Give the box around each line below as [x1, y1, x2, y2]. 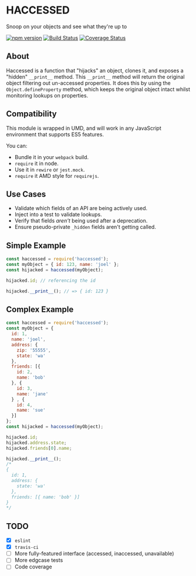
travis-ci [14, 544, 39, 551]
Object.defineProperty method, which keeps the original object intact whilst [6, 86, 191, 93]
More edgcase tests [14, 557, 63, 564]
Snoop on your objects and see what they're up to [6, 23, 127, 30]
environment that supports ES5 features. [6, 130, 104, 138]
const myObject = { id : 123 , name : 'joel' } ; [6, 262, 119, 268]
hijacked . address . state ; [6, 440, 67, 446]
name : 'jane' [16, 391, 49, 397]
